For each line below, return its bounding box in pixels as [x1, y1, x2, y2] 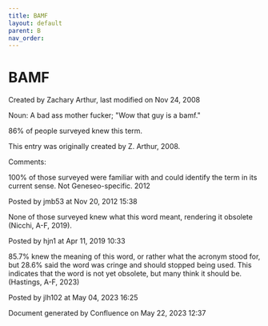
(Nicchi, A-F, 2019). [8, 221, 72, 231]
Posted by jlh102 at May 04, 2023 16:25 [8, 293, 138, 303]
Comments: [8, 157, 46, 167]
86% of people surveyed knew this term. [8, 126, 142, 136]
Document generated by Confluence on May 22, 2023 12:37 [8, 308, 206, 318]
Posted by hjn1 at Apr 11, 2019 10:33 [8, 236, 126, 246]
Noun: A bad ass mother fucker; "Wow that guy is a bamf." [8, 111, 202, 120]
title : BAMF [8, 11, 48, 20]
